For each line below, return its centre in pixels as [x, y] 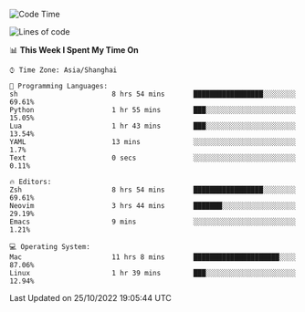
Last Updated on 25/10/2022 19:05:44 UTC [90, 298]
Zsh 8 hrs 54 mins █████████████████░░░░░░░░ [153, 190]
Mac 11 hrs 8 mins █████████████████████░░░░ [153, 257]
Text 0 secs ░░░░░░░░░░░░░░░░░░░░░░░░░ [153, 158]
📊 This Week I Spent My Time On [74, 50]
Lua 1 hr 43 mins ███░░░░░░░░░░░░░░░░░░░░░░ [153, 126]
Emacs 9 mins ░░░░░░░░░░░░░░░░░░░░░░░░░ [153, 222]
